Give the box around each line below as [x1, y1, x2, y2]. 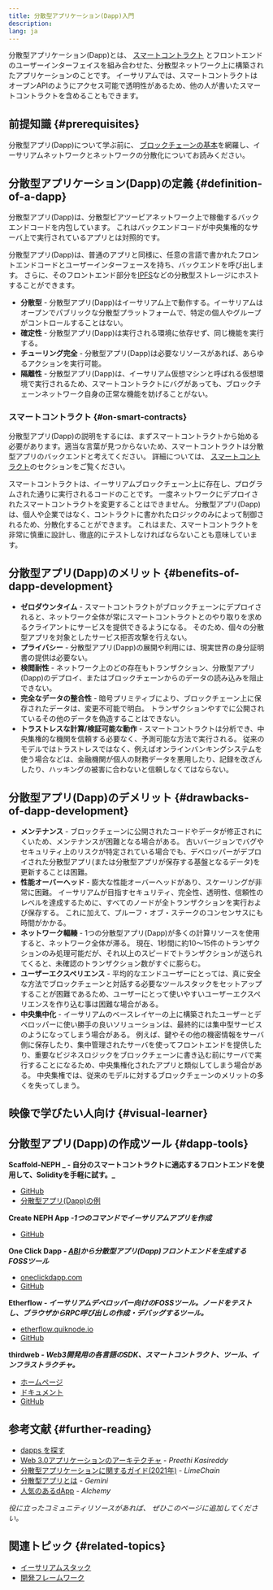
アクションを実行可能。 [27, 358, 106, 368]
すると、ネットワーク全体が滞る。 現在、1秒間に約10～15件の [19, 938, 225, 948]
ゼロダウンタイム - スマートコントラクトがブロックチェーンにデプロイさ [19, 602, 262, 612]
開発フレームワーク [19, 1572, 85, 1582]
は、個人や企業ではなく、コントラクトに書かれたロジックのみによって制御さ [8, 510, 264, 519]
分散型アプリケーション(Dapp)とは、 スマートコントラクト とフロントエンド [8, 50, 263, 60]
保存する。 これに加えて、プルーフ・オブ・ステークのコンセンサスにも [27, 907, 264, 917]
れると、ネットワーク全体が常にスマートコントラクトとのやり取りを [19, 612, 248, 622]
